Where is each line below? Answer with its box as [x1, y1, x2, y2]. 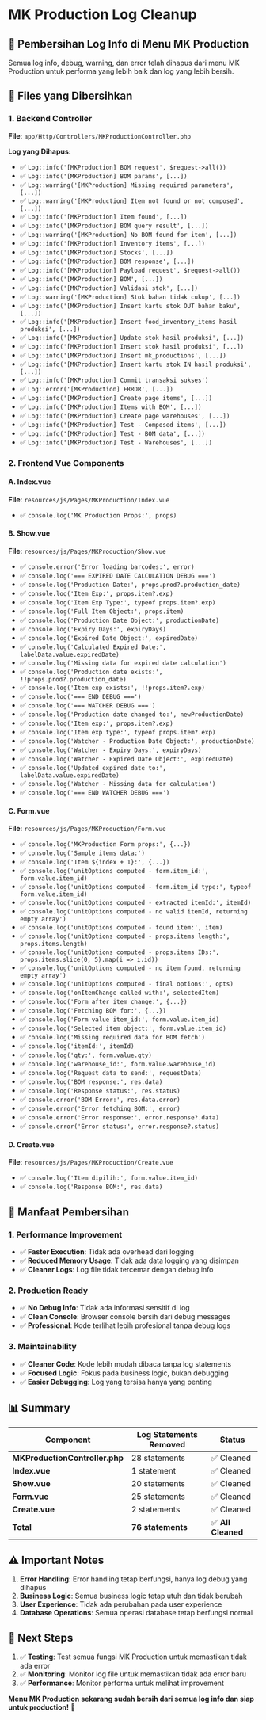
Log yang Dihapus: [8, 147, 71, 156]
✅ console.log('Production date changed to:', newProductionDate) [19, 709, 245, 719]
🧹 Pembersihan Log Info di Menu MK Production [8, 37, 249, 51]
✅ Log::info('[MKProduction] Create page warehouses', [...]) [19, 410, 230, 420]
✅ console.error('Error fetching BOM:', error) [19, 1104, 180, 1113]
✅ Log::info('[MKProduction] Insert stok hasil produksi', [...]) [19, 341, 245, 350]
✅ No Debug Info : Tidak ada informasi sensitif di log [19, 1303, 190, 1313]
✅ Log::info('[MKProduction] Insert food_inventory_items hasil [19, 316, 237, 326]
